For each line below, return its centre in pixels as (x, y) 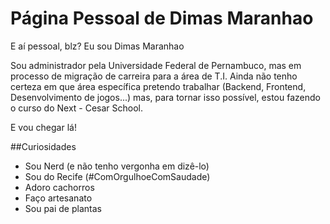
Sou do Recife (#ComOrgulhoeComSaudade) (117, 176)
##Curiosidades (43, 146)
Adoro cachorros (59, 187)
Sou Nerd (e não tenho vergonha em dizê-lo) (117, 166)
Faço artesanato (58, 198)
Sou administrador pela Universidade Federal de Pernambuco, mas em (156, 65)
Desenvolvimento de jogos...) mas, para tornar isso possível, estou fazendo (165, 97)
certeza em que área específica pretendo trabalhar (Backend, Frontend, (158, 86)
